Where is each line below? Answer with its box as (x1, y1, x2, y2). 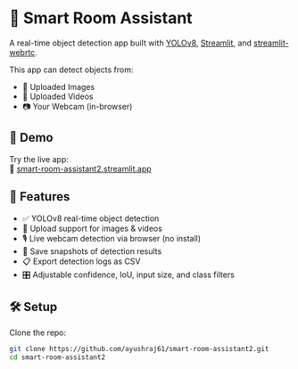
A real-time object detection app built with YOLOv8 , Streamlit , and (9, 37, 252, 48)
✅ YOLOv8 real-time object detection (21, 213, 160, 224)
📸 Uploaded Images (21, 81, 95, 92)
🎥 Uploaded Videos (21, 91, 94, 102)
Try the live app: (9, 153, 70, 164)
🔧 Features (9, 189, 70, 204)
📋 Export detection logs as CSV (21, 256, 141, 266)
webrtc (9, 46, 36, 57)
